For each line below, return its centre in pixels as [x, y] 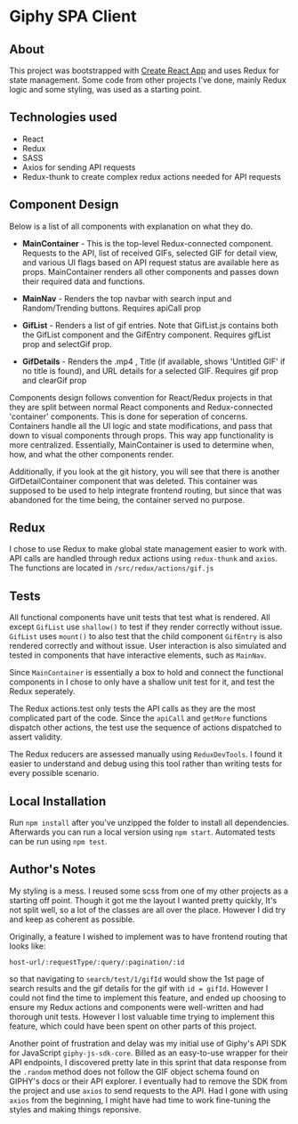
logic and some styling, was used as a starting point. [105, 89]
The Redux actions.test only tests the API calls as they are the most [133, 708]
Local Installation [58, 801]
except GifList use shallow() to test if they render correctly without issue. [146, 627]
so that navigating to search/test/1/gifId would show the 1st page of [137, 978]
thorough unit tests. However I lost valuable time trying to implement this [142, 1016]
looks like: [28, 946]
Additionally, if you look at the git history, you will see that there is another [145, 471]
